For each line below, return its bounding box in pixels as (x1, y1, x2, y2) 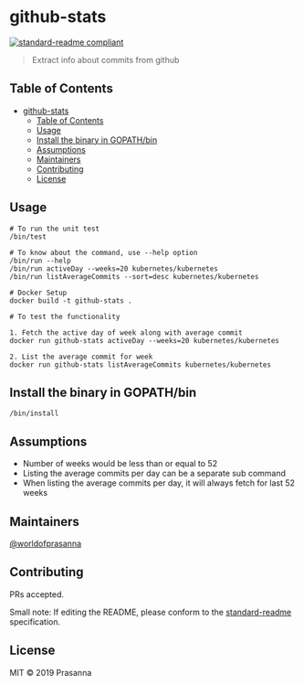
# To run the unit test (9, 224, 100, 233)
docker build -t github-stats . (9, 295, 132, 305)
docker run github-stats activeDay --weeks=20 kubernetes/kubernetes (9, 336, 280, 345)
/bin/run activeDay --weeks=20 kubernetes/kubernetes (9, 263, 219, 273)
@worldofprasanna (9, 538, 82, 549)
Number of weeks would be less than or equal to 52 (22, 458, 217, 469)
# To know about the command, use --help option (9, 248, 198, 257)
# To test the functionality (9, 312, 121, 321)
